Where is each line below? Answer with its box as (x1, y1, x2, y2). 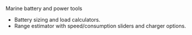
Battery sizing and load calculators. (14, 16, 101, 23)
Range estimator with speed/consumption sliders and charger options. (14, 23, 186, 29)
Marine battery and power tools (5, 5, 82, 12)
